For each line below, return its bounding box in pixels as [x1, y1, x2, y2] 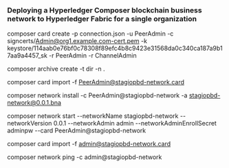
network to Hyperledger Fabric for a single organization [7, 14, 197, 23]
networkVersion [7, 119, 52, 128]
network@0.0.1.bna [7, 99, 62, 107]
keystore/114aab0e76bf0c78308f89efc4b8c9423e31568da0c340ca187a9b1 [7, 44, 223, 53]
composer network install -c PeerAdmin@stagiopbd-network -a [7, 91, 188, 99]
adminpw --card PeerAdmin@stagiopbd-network [7, 126, 146, 135]
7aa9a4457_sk [7, 51, 48, 60]
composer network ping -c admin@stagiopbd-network [7, 153, 162, 161]
